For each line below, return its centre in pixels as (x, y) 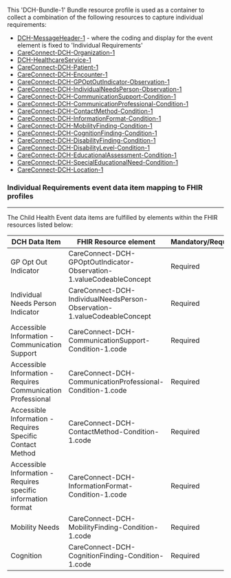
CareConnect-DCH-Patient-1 (57, 67)
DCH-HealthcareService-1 (54, 60)
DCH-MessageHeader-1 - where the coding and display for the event (115, 38)
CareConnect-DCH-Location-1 (60, 169)
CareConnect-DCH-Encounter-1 (62, 74)
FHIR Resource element (116, 242)
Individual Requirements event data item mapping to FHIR (105, 187)
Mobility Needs (35, 528)
